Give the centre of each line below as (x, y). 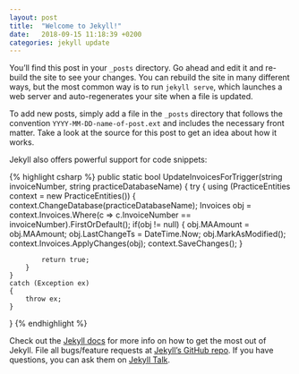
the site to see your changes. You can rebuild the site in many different (160, 78)
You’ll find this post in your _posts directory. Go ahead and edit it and (137, 68)
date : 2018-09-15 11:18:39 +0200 (76, 34)
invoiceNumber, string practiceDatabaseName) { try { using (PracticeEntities (150, 187)
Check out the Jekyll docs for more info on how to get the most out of (138, 341)
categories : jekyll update (60, 42)
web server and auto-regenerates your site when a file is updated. (131, 97)
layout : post (34, 17)
